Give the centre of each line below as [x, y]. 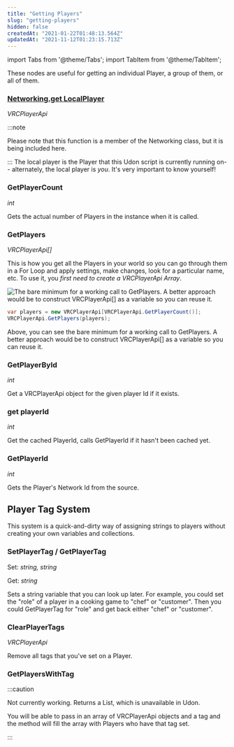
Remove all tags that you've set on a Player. [70, 656]
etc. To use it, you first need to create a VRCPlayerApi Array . [95, 278]
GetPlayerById [32, 364]
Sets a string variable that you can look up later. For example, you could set [116, 594]
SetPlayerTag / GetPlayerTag [57, 552]
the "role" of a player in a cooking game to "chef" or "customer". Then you [115, 602]
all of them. [23, 80]
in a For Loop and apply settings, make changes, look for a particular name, [116, 271]
